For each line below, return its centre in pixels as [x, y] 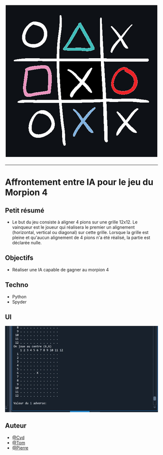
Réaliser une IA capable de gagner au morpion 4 [60, 270]
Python [19, 297]
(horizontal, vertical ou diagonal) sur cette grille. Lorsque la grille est [80, 232]
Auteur [16, 426]
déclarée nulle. [27, 242]
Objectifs [19, 258]
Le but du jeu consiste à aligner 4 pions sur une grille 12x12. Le [75, 222]
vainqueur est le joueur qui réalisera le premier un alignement [73, 227]
